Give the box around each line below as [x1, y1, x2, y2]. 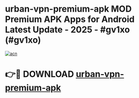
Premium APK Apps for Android [5, 14, 135, 25]
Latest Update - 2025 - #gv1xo [5, 24, 130, 35]
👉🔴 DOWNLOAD [5, 69, 74, 80]
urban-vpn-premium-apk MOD [5, 3, 132, 15]
